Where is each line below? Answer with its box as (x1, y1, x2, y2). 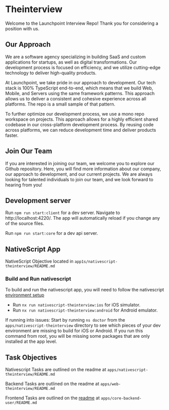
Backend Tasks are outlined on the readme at (5, 381, 99, 387)
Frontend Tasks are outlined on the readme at (5, 395, 100, 401)
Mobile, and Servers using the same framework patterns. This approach (5, 90, 155, 96)
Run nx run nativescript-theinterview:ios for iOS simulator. (12, 302, 141, 308)
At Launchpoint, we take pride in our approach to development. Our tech (5, 79, 156, 85)
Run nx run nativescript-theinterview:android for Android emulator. (12, 307, 158, 314)
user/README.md (5, 400, 37, 405)
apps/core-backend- (100, 396, 142, 401)
